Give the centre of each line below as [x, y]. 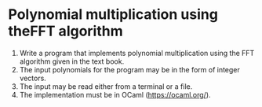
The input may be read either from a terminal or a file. [106, 86]
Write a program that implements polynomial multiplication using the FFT [137, 53]
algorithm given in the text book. [72, 61]
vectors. [33, 78]
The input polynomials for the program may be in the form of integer [130, 69]
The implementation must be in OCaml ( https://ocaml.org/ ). [115, 94]
